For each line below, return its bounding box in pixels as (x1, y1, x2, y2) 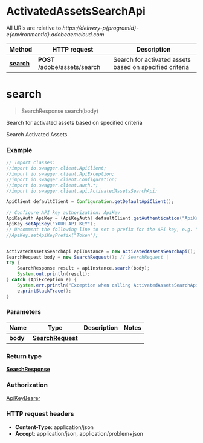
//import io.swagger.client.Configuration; (6, 176, 118, 182)
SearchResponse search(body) (21, 107, 98, 115)
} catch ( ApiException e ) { (6, 277, 77, 283)
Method (9, 45, 33, 53)
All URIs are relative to (6, 24, 62, 32)
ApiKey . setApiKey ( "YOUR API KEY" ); (6, 221, 96, 227)
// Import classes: (6, 159, 56, 166)
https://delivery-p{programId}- (62, 24, 139, 32)
